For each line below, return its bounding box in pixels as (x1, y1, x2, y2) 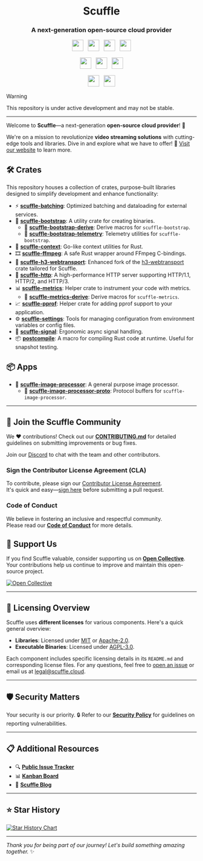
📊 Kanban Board (14, 772, 59, 779)
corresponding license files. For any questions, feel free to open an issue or (6, 662, 195, 669)
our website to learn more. (6, 146, 72, 153)
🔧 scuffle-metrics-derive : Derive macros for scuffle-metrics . (24, 293, 179, 300)
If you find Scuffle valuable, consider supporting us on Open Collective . (6, 555, 185, 563)
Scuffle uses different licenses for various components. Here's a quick (6, 619, 184, 626)
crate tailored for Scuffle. (14, 265, 77, 272)
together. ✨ (6, 848, 35, 855)
